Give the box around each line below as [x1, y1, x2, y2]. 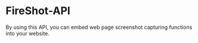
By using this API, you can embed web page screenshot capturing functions [5, 24, 193, 31]
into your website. [5, 29, 50, 37]
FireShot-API [5, 4, 71, 18]
